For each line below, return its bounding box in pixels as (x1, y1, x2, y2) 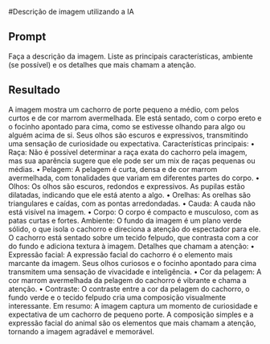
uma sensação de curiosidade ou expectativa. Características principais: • (8, 138, 256, 148)
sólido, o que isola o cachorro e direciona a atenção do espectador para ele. (8, 224, 261, 234)
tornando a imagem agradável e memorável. (8, 326, 155, 336)
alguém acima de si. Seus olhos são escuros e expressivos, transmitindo (8, 130, 249, 140)
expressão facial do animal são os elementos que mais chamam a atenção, (8, 317, 256, 328)
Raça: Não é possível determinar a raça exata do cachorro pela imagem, (8, 147, 247, 157)
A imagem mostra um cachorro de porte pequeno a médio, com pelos (8, 104, 239, 114)
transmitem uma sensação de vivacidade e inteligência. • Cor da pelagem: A (8, 267, 262, 276)
